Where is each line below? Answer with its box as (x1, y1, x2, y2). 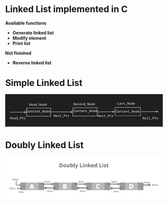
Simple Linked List (5, 77, 82, 88)
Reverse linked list (12, 59, 51, 65)
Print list (12, 40, 31, 46)
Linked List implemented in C (5, 3, 128, 15)
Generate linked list (12, 29, 54, 35)
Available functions (5, 20, 46, 26)
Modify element (12, 35, 46, 41)
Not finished (5, 50, 31, 56)
